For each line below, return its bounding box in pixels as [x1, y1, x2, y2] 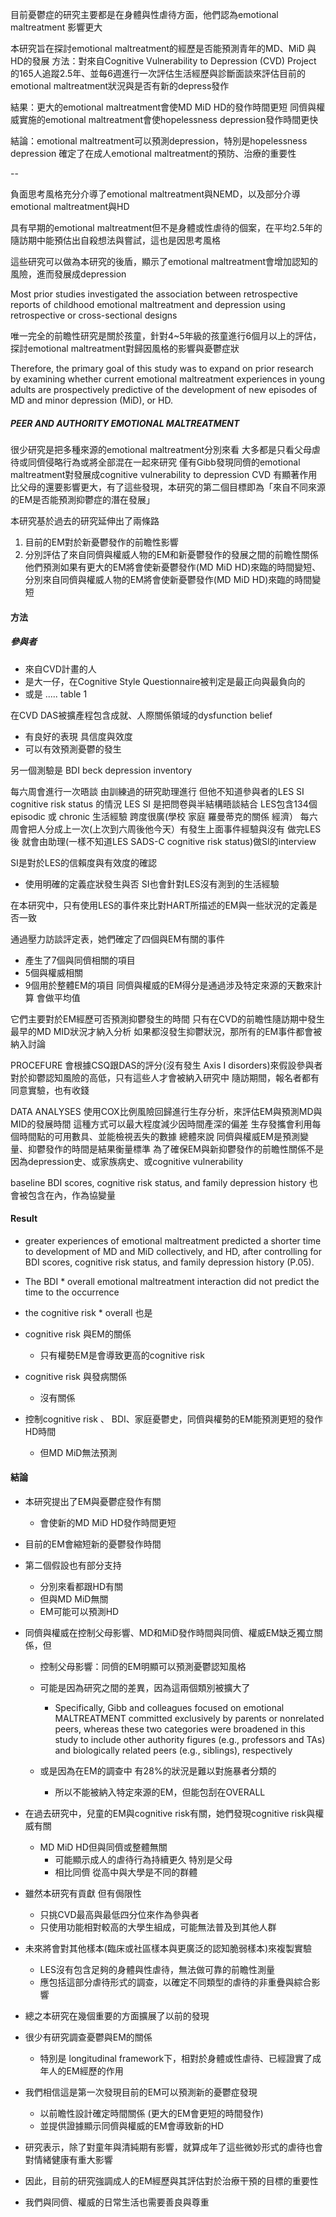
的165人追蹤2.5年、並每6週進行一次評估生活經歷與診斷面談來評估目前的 [10, 68, 307, 79]
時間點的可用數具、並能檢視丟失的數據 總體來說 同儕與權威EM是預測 [18, 1130, 300, 1142]
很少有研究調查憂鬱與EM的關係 [24, 2031, 153, 2043]
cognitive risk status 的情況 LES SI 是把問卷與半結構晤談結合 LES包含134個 [10, 798, 318, 810]
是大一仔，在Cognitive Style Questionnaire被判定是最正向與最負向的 [24, 675, 306, 687]
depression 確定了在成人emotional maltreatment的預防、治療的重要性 [10, 148, 297, 159]
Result [10, 1213, 38, 1225]
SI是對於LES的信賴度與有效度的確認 [10, 856, 158, 868]
